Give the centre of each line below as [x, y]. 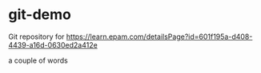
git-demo [40, 15]
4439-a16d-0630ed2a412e [53, 44]
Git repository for [36, 36]
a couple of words [38, 60]
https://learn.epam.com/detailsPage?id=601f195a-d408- [159, 36]
